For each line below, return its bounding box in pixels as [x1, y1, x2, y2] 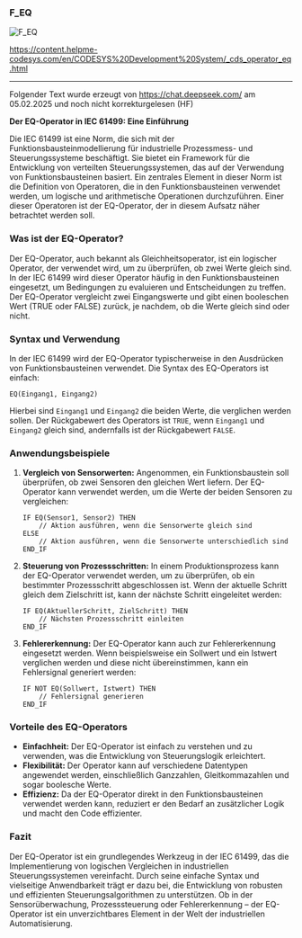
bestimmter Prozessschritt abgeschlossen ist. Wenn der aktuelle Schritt [22, 580, 288, 591]
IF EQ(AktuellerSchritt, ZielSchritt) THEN [22, 607, 189, 616]
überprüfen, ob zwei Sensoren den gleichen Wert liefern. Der [22, 477, 249, 487]
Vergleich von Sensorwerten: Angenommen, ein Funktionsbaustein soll [22, 468, 289, 478]
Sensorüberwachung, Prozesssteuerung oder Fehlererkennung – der [9, 898, 263, 909]
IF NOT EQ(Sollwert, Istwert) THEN [22, 684, 156, 693]
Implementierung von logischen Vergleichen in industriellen [9, 861, 229, 871]
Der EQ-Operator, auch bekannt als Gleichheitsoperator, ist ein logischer [9, 253, 277, 264]
